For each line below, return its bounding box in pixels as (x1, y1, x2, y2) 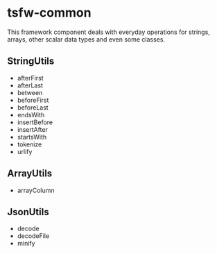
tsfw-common (7, 5, 92, 21)
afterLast (17, 81, 44, 90)
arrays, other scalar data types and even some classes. (7, 35, 165, 43)
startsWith (17, 133, 47, 141)
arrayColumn (17, 186, 55, 194)
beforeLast (17, 103, 49, 112)
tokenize (17, 140, 42, 149)
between (17, 88, 43, 96)
